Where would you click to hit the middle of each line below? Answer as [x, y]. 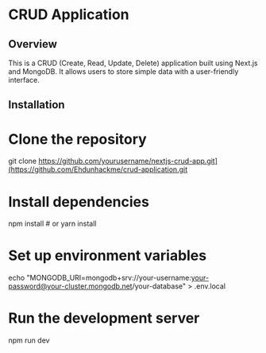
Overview [33, 44]
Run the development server [104, 318]
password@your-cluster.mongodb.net [70, 286]
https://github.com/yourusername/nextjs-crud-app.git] [128, 161]
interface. [24, 80]
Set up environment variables [108, 256]
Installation [37, 105]
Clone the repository [77, 139]
